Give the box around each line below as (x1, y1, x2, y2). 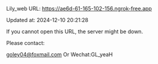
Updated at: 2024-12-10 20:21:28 (6, 17, 89, 23)
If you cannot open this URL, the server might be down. (6, 28, 143, 35)
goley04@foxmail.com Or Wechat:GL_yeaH (6, 51, 113, 58)
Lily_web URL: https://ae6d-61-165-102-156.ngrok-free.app (6, 5, 152, 12)
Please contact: (6, 40, 45, 46)
